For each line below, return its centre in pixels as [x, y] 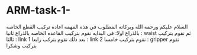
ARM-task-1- [38, 10]
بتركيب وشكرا [22, 46]
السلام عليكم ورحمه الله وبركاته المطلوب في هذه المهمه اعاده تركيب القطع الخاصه [97, 27]
